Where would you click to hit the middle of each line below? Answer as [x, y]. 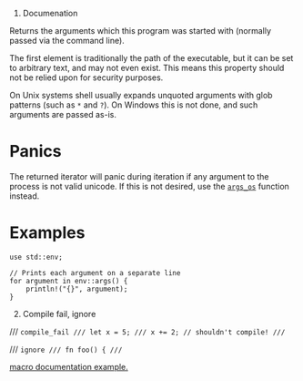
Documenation [50, 13]
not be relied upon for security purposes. [86, 77]
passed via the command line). [67, 41]
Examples [47, 233]
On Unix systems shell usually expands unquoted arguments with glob [141, 95]
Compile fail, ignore [59, 314]
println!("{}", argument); [77, 289]
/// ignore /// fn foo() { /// [66, 349]
